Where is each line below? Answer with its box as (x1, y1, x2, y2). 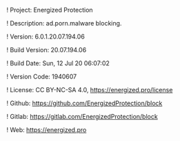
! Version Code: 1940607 (6, 72, 77, 80)
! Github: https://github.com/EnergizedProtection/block (6, 99, 163, 107)
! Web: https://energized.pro (6, 126, 87, 133)
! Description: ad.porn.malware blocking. (6, 19, 122, 27)
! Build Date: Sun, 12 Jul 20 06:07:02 (6, 59, 110, 67)
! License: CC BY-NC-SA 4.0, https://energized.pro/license (6, 86, 173, 94)
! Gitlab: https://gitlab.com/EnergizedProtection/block (6, 113, 158, 120)
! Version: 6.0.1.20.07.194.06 (6, 32, 86, 41)
